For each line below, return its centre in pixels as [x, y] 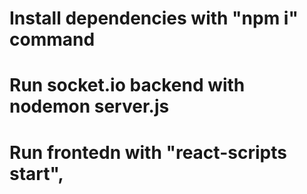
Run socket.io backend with [127, 85]
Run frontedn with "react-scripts [148, 152]
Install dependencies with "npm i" [154, 18]
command [52, 39]
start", [36, 173]
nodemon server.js [89, 106]
